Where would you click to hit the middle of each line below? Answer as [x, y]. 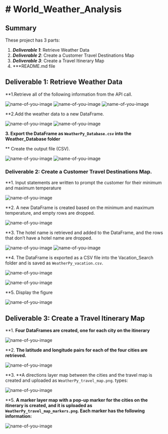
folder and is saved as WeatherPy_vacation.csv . [54, 263]
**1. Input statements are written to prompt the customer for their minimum [84, 183]
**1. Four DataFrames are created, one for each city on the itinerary [78, 330]
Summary [21, 28]
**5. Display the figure [29, 293]
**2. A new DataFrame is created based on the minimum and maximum [80, 208]
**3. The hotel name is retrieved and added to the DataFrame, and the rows [84, 233]
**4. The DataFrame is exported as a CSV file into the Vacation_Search [79, 258]
